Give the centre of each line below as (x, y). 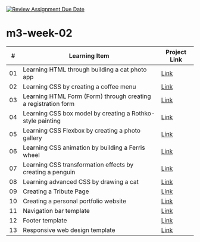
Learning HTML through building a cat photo (85, 70)
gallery (32, 138)
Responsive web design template (69, 230)
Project (176, 52)
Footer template (45, 220)
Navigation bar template (57, 210)
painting (49, 121)
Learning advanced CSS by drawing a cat (81, 181)
